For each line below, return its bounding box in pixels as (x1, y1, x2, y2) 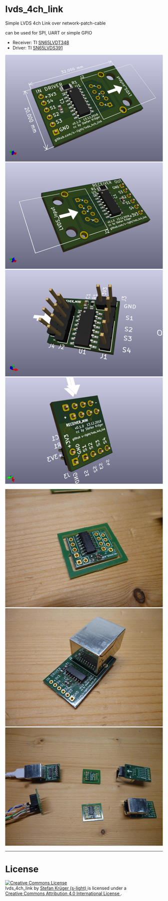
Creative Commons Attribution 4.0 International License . (5, 890, 122, 896)
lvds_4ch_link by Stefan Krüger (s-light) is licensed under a (5, 885, 126, 891)
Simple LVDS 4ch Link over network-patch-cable (5, 20, 106, 26)
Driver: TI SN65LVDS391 (12, 45, 63, 51)
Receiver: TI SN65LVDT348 (12, 39, 69, 46)
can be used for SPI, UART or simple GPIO (5, 30, 92, 36)
